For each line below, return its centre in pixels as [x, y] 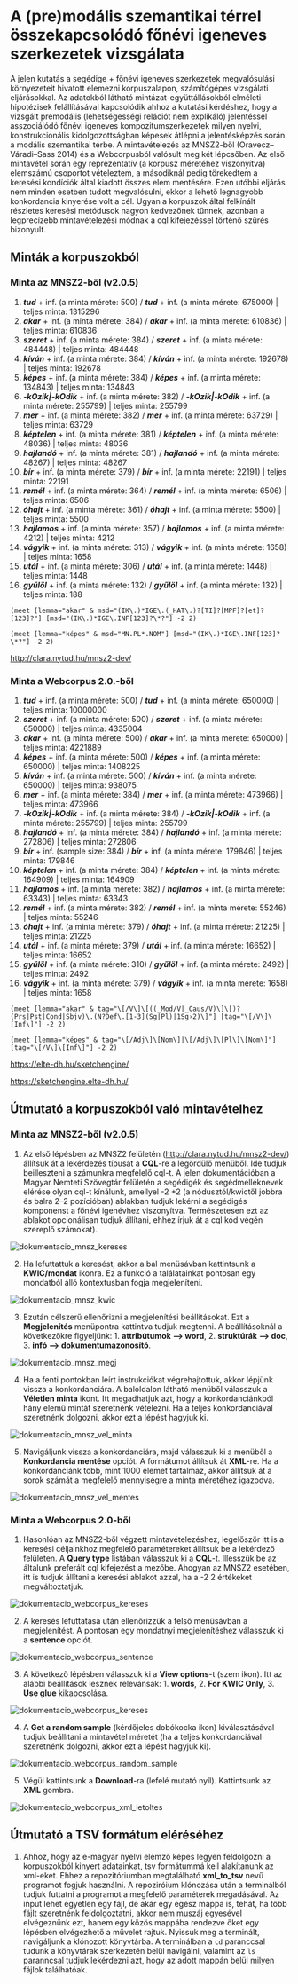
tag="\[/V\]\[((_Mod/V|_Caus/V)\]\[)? [169, 1009]
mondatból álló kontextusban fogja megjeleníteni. [113, 1282]
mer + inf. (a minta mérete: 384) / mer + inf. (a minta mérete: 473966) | [153, 794]
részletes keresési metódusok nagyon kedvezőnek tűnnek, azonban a [137, 210]
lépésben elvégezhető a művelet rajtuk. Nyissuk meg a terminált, [141, 1932]
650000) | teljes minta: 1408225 [82, 766]
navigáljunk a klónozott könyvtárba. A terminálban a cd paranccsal [144, 1941]
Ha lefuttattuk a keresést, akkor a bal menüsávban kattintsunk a [139, 1264]
